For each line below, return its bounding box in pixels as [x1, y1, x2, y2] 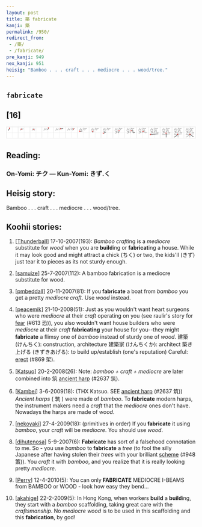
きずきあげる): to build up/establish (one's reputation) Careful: [34, 348, 188, 356]
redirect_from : [6, 35, 44, 42]
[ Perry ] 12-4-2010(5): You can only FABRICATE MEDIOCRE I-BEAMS [14, 476, 185, 484]
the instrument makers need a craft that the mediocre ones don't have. [14, 402, 191, 409]
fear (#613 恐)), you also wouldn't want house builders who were [14, 319, 176, 327]
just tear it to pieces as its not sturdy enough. [14, 258, 127, 265]
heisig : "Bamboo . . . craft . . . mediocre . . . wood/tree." [6, 67, 168, 73]
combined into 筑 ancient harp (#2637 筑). [14, 375, 120, 382]
